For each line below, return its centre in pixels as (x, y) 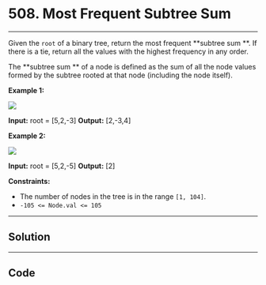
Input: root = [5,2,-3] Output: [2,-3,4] (70, 120)
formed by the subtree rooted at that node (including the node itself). (121, 75)
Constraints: (29, 181)
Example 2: (27, 136)
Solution (29, 237)
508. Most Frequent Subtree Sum (120, 14)
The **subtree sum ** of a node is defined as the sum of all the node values (132, 66)
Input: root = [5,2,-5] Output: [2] (62, 166)
